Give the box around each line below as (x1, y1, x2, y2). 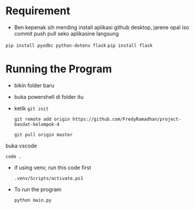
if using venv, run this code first (14, 164, 92, 171)
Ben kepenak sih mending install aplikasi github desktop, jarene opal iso (14, 24, 190, 31)
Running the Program (5, 62, 112, 76)
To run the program (14, 185, 61, 193)
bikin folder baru (14, 82, 54, 89)
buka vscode (5, 142, 37, 149)
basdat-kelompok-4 (14, 121, 60, 127)
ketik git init (14, 105, 49, 112)
